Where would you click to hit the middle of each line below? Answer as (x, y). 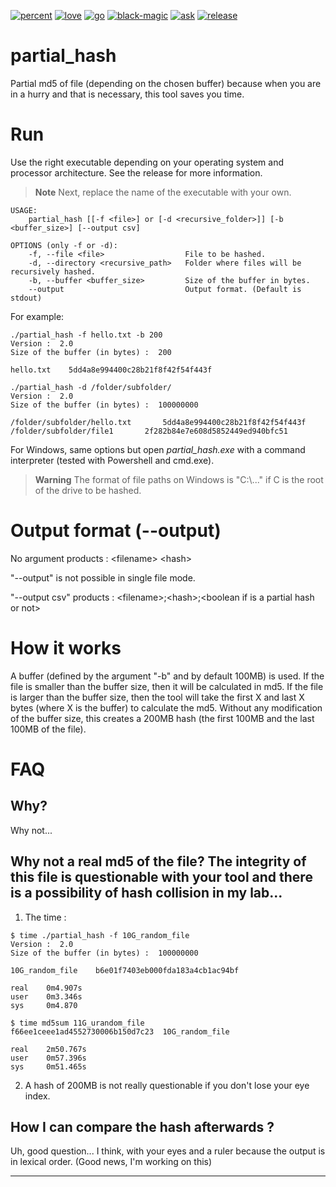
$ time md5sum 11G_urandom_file (77, 1023)
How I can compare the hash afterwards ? (142, 1126)
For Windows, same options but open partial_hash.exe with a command (158, 449)
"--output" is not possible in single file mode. (103, 577)
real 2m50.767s (48, 1049)
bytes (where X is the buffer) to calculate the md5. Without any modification (166, 707)
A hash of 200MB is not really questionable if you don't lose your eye (167, 1085)
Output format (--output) (116, 531)
